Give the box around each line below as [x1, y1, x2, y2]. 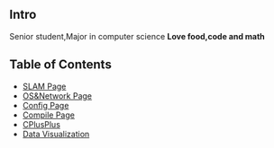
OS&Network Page [22, 90, 93, 101]
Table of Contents [9, 57, 113, 73]
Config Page [22, 100, 69, 110]
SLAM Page [22, 81, 67, 91]
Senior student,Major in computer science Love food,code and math [9, 30, 266, 41]
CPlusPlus [22, 118, 61, 129]
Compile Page [22, 109, 75, 120]
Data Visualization [22, 128, 90, 139]
